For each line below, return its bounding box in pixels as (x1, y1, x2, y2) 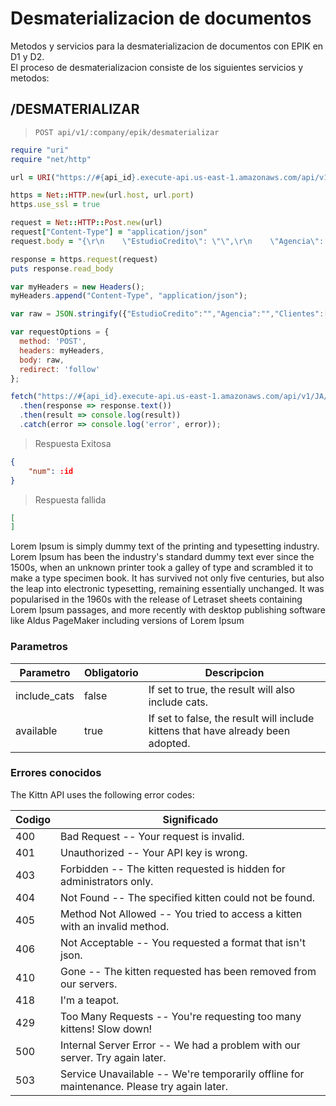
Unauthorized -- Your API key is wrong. (60, 845, 248, 859)
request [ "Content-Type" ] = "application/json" (10, 227, 208, 237)
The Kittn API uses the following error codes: (10, 788, 195, 801)
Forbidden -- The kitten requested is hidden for (60, 862, 286, 876)
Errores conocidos (10, 766, 102, 780)
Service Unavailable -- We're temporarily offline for (60, 1067, 305, 1081)
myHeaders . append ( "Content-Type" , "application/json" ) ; (10, 291, 248, 301)
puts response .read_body (10, 263, 114, 274)
